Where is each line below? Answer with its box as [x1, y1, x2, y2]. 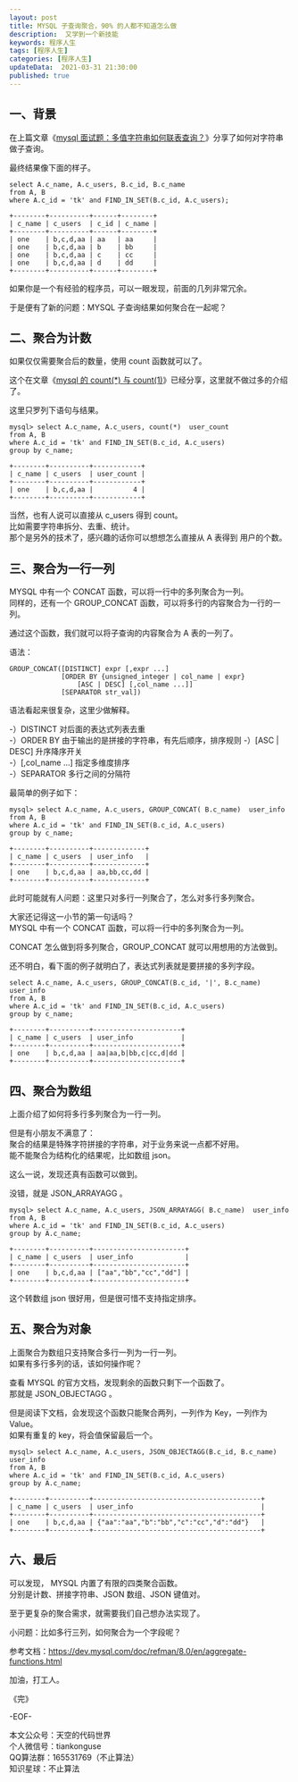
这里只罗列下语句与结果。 [9, 405, 103, 416]
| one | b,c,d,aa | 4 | [9, 485, 145, 494]
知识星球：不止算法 [9, 1762, 80, 1774]
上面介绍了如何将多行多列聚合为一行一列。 [9, 1109, 166, 1119]
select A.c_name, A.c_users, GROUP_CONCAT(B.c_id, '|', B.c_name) [9, 979, 261, 988]
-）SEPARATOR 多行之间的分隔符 [9, 769, 131, 779]
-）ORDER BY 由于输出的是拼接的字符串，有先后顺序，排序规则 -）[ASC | [9, 735, 279, 746]
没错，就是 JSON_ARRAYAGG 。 [9, 1188, 128, 1198]
